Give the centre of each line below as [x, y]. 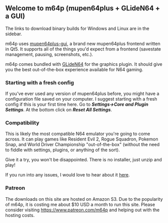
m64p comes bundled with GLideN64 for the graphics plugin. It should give [84, 64]
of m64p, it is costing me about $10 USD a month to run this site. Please [80, 204]
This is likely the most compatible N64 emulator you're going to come [78, 134]
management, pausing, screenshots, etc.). [49, 54]
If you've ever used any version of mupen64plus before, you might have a [82, 94]
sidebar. [14, 34]
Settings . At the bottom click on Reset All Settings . [59, 110]
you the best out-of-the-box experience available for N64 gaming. [74, 69]
